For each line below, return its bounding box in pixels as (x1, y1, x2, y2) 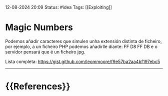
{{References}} (5, 81, 71, 92)
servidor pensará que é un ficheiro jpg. (5, 48, 85, 54)
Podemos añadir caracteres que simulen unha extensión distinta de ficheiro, (5, 38, 162, 44)
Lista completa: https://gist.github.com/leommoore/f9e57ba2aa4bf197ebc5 (5, 58, 160, 64)
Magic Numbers (5, 22, 73, 33)
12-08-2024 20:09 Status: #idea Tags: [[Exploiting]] (5, 4, 112, 10)
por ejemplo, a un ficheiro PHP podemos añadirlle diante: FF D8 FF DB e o (5, 43, 157, 49)
